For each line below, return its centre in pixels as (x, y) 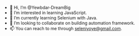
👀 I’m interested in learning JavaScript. (48, 13)
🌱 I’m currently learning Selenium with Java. (54, 18)
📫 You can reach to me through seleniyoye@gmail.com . (66, 28)
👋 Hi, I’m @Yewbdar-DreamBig (40, 8)
